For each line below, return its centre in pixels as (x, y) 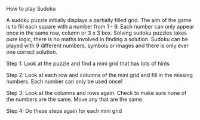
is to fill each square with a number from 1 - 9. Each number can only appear (100, 27)
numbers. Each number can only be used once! (64, 81)
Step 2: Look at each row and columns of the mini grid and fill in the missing (99, 75)
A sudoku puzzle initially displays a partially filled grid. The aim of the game (99, 20)
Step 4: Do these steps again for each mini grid (64, 111)
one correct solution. (32, 52)
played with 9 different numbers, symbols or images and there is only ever (98, 45)
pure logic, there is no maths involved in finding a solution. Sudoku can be (97, 39)
